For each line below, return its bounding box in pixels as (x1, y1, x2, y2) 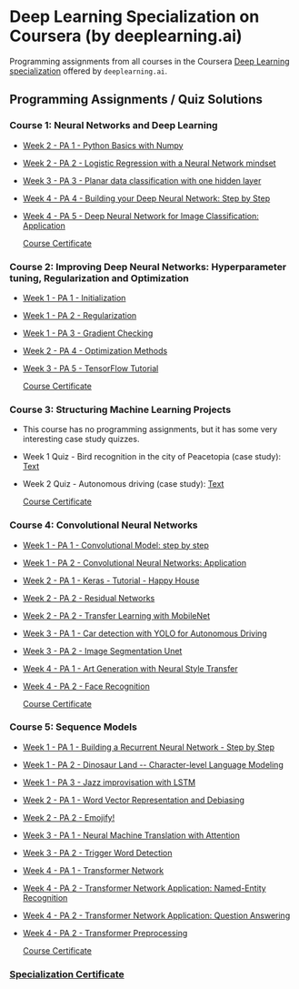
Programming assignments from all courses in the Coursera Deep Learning (9, 56, 290, 66)
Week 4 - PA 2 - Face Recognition (22, 681, 150, 691)
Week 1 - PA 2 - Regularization (22, 309, 137, 320)
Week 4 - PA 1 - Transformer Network (22, 864, 164, 875)
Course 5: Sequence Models (9, 721, 138, 733)
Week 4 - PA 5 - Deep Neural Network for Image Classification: (22, 210, 259, 221)
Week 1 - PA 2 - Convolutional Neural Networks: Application (22, 557, 247, 568)
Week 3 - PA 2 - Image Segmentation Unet (22, 645, 183, 656)
